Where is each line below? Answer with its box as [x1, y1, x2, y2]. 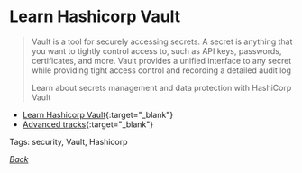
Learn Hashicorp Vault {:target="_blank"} [22, 109, 174, 120]
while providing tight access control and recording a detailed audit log [31, 65, 291, 76]
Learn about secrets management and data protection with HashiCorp [31, 82, 292, 93]
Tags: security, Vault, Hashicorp [9, 136, 128, 147]
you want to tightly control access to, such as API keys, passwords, [31, 45, 282, 56]
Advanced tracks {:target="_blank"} [22, 119, 154, 130]
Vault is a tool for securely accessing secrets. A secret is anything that [31, 36, 293, 47]
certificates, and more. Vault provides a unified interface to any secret [31, 55, 292, 66]
